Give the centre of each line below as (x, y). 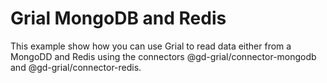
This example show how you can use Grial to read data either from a (151, 46)
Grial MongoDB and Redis (118, 18)
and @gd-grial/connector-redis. (76, 67)
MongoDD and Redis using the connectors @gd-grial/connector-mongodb (163, 56)
